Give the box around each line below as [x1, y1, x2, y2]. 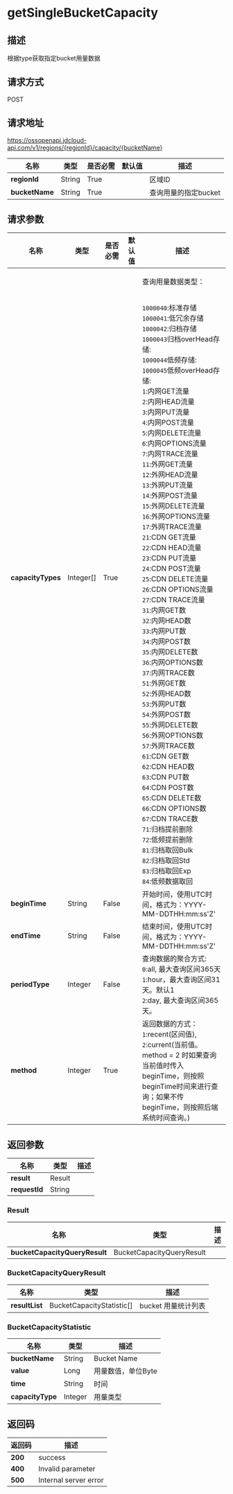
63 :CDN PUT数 [141, 772, 190, 782]
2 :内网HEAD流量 [141, 397, 195, 407]
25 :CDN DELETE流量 [141, 574, 209, 584]
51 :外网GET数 [141, 679, 186, 688]
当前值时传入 [141, 1061, 184, 1071]
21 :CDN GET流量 [141, 533, 196, 542]
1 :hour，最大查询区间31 [141, 975, 221, 984]
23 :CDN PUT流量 [141, 553, 197, 563]
